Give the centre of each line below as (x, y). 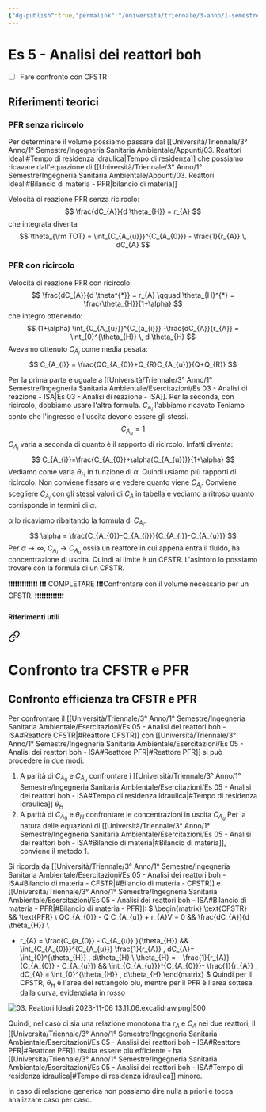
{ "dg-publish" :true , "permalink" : (63, 15)
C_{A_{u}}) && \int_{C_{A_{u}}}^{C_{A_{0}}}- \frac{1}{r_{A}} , (160, 965)
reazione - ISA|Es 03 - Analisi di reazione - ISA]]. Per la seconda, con (122, 396)
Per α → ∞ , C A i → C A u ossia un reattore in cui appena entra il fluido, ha (124, 550)
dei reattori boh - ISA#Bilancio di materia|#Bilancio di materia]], (123, 842)
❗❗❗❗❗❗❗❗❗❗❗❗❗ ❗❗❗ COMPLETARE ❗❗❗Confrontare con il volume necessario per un (129, 584)
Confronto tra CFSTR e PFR (99, 670)
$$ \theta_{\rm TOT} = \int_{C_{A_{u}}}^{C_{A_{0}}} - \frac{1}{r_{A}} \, (133, 236)
